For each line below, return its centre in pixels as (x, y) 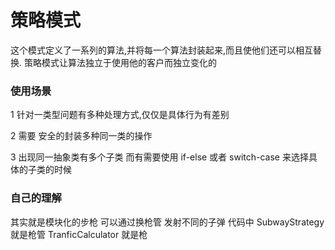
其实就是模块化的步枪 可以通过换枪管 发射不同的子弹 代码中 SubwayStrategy (167, 222)
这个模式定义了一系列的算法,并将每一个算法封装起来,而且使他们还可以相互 (162, 50)
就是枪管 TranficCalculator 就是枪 (79, 234)
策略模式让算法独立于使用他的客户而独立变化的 (120, 62)
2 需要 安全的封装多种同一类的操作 (81, 136)
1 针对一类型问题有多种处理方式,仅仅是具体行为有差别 (120, 115)
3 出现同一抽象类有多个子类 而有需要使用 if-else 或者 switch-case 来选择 (159, 157)
